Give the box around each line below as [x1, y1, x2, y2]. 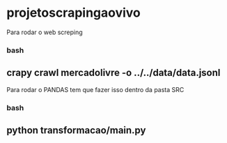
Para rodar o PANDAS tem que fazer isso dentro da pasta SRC [6, 85, 185, 93]
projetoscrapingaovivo [6, 5, 141, 21]
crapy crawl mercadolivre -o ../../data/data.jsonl [6, 67, 221, 79]
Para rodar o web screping [6, 28, 83, 36]
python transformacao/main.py [6, 124, 146, 136]
